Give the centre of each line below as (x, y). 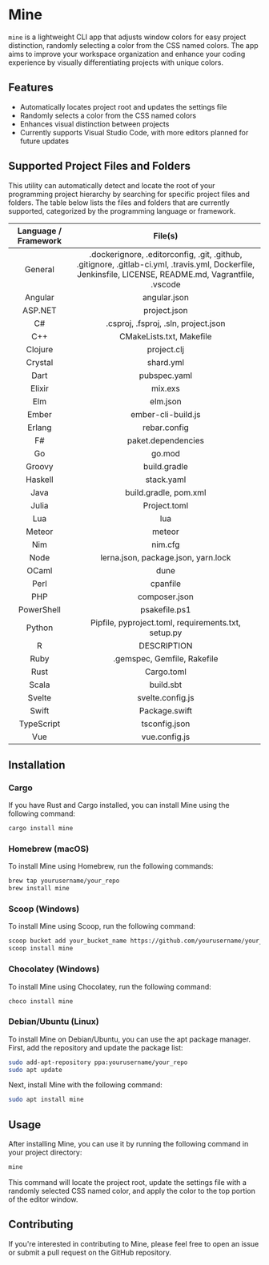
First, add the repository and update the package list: (96, 1047)
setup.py (166, 632)
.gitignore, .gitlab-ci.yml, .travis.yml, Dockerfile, (166, 264)
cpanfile (166, 584)
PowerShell (40, 609)
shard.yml (166, 362)
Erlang (40, 428)
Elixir (40, 388)
